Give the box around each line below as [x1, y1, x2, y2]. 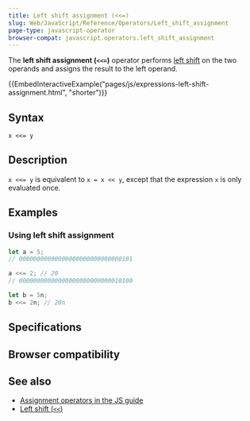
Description [8, 153, 67, 167]
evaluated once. [8, 183, 61, 192]
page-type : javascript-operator [8, 26, 115, 34]
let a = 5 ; [8, 248, 44, 256]
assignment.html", [8, 88, 67, 98]
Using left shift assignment [8, 230, 115, 241]
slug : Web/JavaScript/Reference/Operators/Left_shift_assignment [8, 19, 229, 27]
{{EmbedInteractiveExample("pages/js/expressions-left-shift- [8, 79, 210, 89]
